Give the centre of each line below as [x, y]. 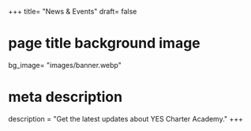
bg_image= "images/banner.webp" [65, 65]
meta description [66, 97]
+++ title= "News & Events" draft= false [73, 11]
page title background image [105, 43]
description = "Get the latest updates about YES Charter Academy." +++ [126, 118]
